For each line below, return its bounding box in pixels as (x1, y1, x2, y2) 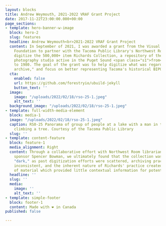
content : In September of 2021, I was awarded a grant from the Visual (9, 44, 161, 49)
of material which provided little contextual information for (14, 168, 147, 173)
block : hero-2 (9, 30, 39, 35)
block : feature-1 (9, 140, 45, 146)
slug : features (9, 35, 41, 40)
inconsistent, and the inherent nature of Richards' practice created (14, 163, 163, 168)
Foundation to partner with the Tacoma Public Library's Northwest (14, 48, 156, 53)
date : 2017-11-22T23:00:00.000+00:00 (5, 16, 83, 21)
